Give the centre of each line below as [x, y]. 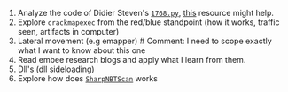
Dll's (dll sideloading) [56, 69]
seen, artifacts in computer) [68, 31]
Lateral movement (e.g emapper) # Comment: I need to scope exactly [144, 41]
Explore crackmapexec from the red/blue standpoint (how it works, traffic [148, 22]
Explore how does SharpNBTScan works [87, 78]
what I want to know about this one [82, 50]
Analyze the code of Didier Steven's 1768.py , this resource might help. [146, 13]
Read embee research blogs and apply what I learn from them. [132, 60]
